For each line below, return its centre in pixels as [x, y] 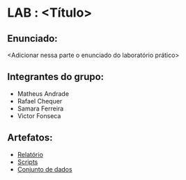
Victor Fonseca [39, 115]
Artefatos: [30, 138]
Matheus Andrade [43, 93]
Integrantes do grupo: [56, 77]
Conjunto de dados [45, 169]
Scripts [28, 162]
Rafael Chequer [40, 101]
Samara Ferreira [40, 108]
